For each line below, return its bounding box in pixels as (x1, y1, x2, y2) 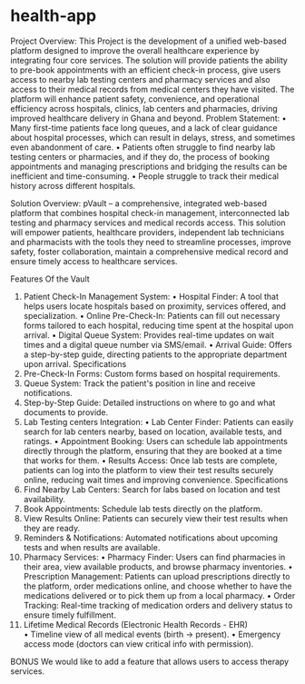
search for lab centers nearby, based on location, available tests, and (23, 426, 282, 437)
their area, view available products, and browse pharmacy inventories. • (23, 560, 293, 572)
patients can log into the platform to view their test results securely (23, 464, 274, 475)
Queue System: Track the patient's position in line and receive (23, 378, 256, 389)
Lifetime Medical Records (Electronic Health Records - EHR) (23, 619, 249, 629)
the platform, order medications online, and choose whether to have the (23, 580, 293, 591)
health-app (10, 5, 97, 26)
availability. (23, 493, 66, 504)
